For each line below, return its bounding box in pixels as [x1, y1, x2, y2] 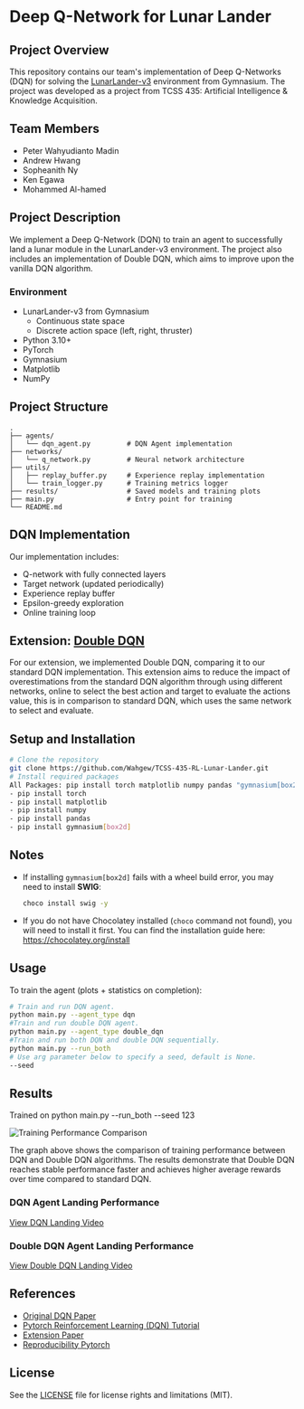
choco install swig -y [22, 898, 109, 908]
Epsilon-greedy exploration [22, 597, 125, 608]
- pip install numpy [9, 806, 88, 815]
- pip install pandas [9, 814, 91, 824]
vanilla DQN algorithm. [9, 262, 93, 273]
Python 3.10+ [22, 335, 72, 345]
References [9, 1286, 76, 1301]
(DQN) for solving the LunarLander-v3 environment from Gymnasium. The [9, 76, 286, 87]
